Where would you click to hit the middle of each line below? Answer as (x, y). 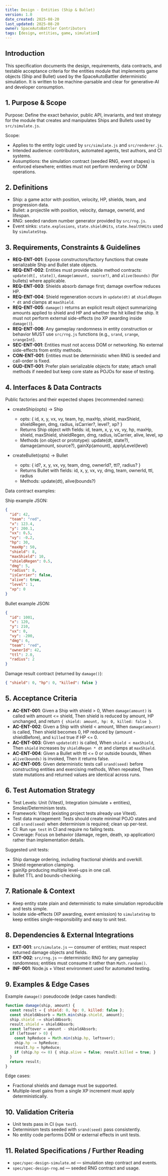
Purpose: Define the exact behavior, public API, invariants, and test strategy (83, 115)
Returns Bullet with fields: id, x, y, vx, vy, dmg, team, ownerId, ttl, (87, 471)
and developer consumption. (35, 87)
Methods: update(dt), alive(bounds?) (58, 481)
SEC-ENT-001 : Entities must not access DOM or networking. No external (88, 345)
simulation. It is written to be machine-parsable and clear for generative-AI (82, 81)
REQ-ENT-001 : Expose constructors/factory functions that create (80, 260)
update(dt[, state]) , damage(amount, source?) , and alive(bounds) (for (86, 276)
